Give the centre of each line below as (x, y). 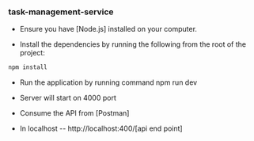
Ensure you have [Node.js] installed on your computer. (108, 29)
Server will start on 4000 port (68, 98)
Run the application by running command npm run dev (108, 82)
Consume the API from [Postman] (74, 113)
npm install (28, 67)
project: (32, 53)
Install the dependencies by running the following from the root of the (133, 44)
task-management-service (61, 12)
